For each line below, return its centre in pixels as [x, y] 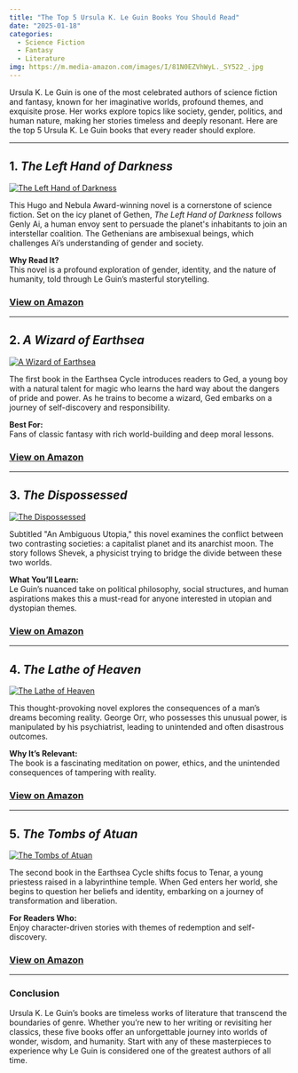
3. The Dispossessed [68, 496]
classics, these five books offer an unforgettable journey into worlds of [138, 1031]
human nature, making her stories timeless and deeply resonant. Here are [143, 120]
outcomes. [29, 737]
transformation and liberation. [63, 901]
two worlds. [31, 562]
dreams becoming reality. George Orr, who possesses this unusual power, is [149, 717]
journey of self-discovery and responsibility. [90, 407]
